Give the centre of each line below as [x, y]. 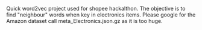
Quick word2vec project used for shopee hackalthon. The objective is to [96, 9]
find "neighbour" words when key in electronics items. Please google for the [101, 15]
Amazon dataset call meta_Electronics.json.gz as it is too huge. [84, 21]
